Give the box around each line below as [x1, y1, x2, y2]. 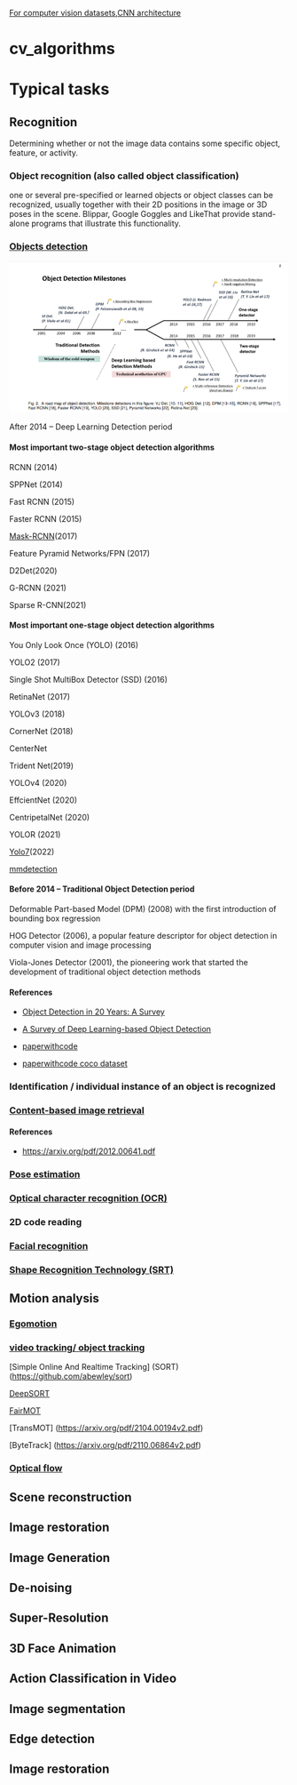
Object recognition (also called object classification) [9, 170, 239, 182]
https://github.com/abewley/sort [12, 1371, 130, 1381]
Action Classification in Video [9, 1671, 177, 1686]
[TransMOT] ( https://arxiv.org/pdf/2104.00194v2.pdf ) [9, 1422, 204, 1434]
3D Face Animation [9, 1640, 117, 1656]
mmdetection [9, 863, 58, 874]
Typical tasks [9, 79, 110, 100]
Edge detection [9, 1731, 96, 1746]
